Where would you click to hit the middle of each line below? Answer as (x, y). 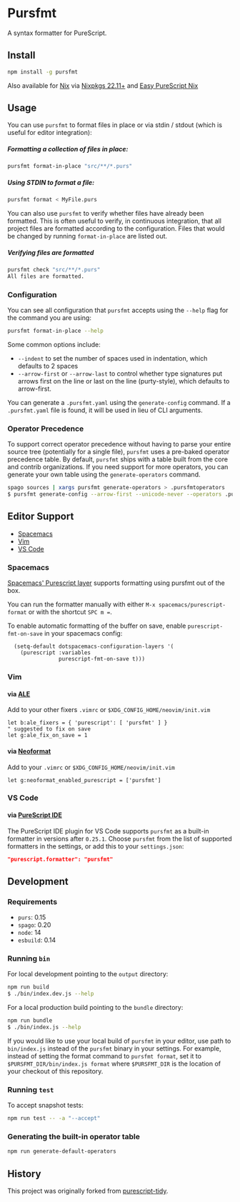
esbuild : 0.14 (36, 940)
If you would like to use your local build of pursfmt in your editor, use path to (119, 1041)
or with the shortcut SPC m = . (70, 612)
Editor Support (41, 517)
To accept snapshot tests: (45, 1106)
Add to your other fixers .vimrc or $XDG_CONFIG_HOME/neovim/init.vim (109, 710)
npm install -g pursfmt (43, 72)
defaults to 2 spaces (48, 366)
